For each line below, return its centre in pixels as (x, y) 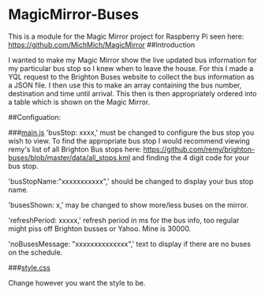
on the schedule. (35, 252)
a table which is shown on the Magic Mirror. (79, 102)
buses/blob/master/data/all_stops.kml (69, 157)
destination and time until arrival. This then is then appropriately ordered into (132, 93)
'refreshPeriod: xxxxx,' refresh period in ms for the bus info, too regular (124, 220)
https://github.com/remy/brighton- (199, 149)
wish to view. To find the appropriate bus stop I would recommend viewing (129, 140)
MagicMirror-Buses (74, 15)
